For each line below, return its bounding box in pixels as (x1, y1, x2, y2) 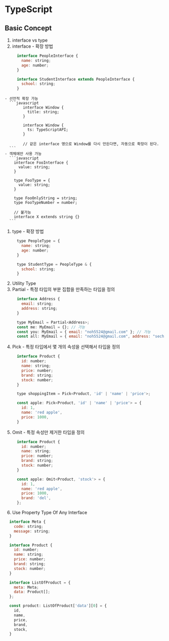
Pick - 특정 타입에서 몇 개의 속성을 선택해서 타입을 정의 (12, 344, 120, 350)
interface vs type (12, 37, 48, 43)
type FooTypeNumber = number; (14, 200, 78, 205)
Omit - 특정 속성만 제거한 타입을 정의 (12, 429, 85, 435)
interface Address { (17, 297, 60, 302)
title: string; (27, 110, 59, 115)
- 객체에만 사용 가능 (5, 151, 42, 157)
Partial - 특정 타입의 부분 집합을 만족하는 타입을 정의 (12, 287, 115, 293)
